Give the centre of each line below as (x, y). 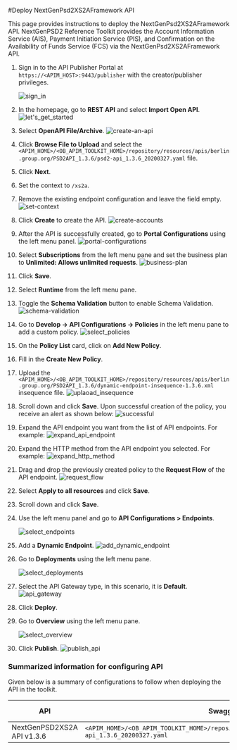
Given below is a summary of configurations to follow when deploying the (115, 682)
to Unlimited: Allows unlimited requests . (78, 262)
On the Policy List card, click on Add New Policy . (90, 345)
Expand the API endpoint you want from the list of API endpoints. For (118, 427)
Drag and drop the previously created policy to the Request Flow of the (122, 470)
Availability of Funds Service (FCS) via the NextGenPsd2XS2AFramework (114, 46)
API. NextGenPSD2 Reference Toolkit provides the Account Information (111, 31)
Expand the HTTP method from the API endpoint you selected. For (114, 449)
